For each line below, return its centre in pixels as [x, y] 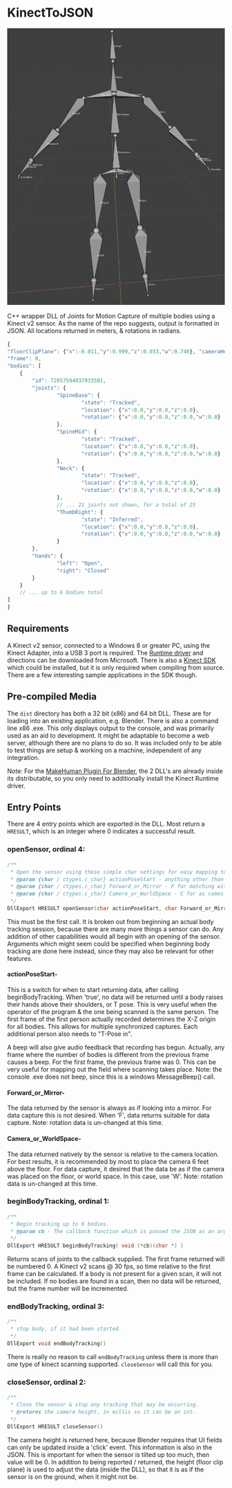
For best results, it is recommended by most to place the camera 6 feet [108, 1161]
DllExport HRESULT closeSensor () [55, 1426]
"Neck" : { [70, 468]
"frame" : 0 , [24, 359]
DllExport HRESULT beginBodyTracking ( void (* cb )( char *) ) [96, 1246]
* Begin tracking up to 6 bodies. [60, 1224]
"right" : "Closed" [83, 570]
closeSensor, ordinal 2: [47, 1382]
